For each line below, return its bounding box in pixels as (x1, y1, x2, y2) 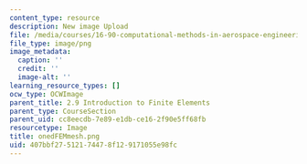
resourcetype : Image (9, 124, 89, 133)
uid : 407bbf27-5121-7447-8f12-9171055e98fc (9, 140, 178, 149)
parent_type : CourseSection (9, 107, 117, 116)
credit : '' (17, 65, 59, 74)
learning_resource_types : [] (9, 81, 121, 90)
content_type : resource (9, 13, 101, 23)
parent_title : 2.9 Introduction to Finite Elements (9, 97, 210, 108)
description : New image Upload (9, 22, 129, 31)
